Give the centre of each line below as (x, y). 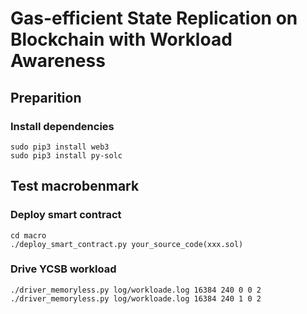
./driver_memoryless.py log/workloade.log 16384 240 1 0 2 (136, 298)
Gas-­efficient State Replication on (154, 18)
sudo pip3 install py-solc (66, 155)
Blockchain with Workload (121, 39)
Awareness (58, 61)
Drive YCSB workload (63, 269)
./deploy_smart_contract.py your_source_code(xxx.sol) (127, 244)
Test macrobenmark (75, 186)
